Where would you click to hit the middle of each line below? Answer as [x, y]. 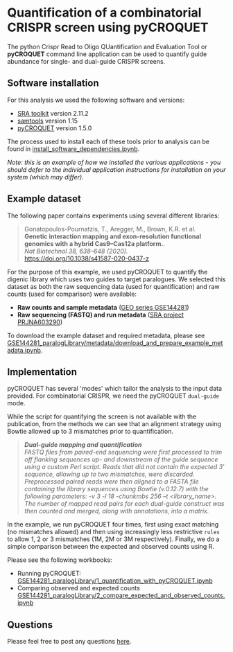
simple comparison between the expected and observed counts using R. [111, 547]
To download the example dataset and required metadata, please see [106, 335]
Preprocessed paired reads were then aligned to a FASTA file [111, 482]
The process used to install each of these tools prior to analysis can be [109, 141]
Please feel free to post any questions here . [69, 642]
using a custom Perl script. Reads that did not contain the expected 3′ [124, 467]
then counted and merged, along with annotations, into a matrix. [116, 511]
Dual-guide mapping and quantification [83, 445]
